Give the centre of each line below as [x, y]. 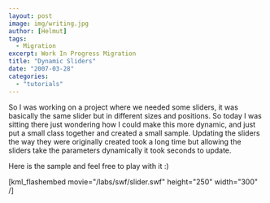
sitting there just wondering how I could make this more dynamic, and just [132, 124]
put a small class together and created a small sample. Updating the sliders [134, 133]
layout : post [30, 16]
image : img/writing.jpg [49, 24]
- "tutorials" [39, 84]
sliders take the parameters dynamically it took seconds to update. [120, 150]
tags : [17, 39]
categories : [28, 76]
